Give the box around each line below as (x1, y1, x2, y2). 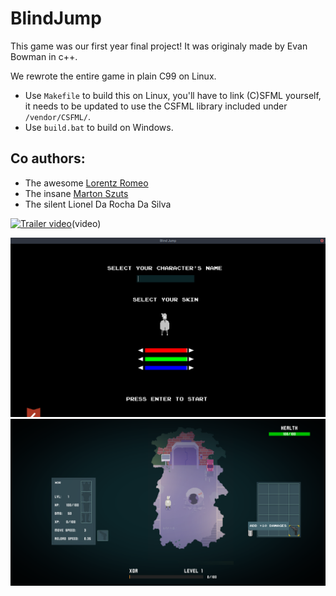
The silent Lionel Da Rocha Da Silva (24, 198, 172, 210)
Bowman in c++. (10, 50, 78, 62)
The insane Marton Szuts (24, 187, 129, 199)
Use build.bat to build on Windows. (24, 121, 174, 133)
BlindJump (10, 7, 102, 30)
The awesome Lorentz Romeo (24, 177, 149, 189)
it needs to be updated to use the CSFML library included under (24, 100, 288, 112)
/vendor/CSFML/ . (24, 110, 92, 122)
